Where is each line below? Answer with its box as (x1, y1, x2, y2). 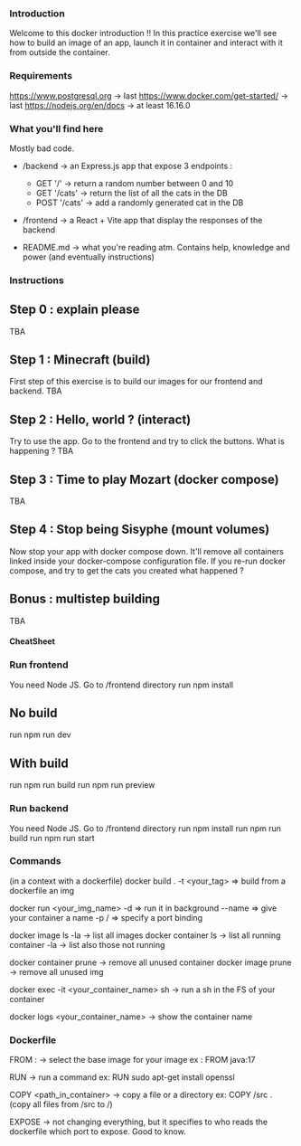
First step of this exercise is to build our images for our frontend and (9, 376, 264, 387)
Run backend (9, 802, 69, 815)
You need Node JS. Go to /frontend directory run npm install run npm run (9, 822, 282, 834)
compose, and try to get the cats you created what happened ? (9, 564, 244, 576)
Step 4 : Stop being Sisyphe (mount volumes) (9, 522, 270, 537)
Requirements (9, 70, 73, 82)
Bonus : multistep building (9, 592, 161, 607)
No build (9, 705, 58, 721)
